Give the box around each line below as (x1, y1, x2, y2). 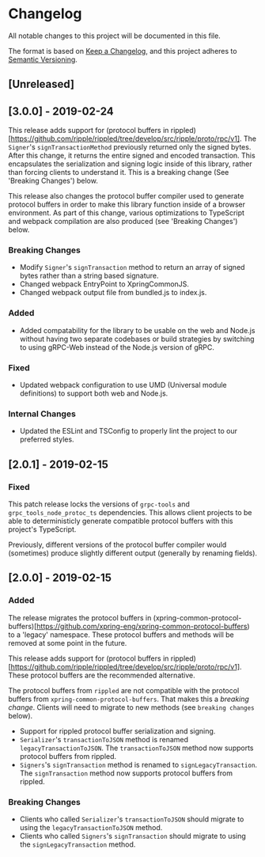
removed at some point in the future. (8, 638, 127, 647)
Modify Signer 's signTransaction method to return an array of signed (19, 263, 245, 272)
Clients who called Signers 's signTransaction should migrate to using (19, 832, 247, 840)
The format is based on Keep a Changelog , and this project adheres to (8, 46, 237, 55)
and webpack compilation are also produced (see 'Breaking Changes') (8, 217, 238, 226)
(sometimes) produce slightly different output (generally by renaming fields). (8, 548, 258, 558)
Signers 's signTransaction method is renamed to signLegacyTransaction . (19, 760, 258, 769)
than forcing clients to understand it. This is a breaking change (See (8, 168, 229, 177)
